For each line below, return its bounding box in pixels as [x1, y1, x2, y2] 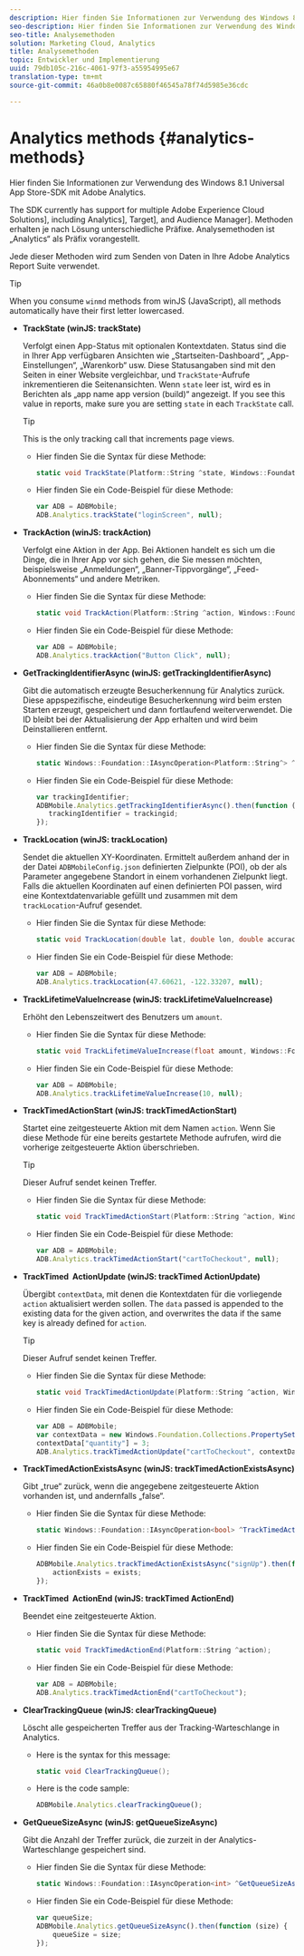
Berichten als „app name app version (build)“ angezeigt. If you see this [22, 388, 286, 399]
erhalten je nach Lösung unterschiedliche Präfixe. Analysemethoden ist [9, 223, 275, 234]
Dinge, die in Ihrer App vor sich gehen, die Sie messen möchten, [22, 554, 262, 565]
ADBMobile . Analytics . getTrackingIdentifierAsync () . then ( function [35, 801, 288, 810]
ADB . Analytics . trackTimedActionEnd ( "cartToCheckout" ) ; [35, 1688, 247, 1697]
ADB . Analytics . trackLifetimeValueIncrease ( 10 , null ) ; [35, 1089, 243, 1098]
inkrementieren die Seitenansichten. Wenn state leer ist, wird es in [22, 378, 271, 390]
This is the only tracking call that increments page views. [22, 433, 235, 444]
